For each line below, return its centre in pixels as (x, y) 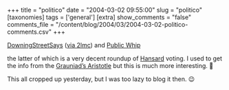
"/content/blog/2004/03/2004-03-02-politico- (122, 24)
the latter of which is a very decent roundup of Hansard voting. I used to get (115, 58)
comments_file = (31, 24)
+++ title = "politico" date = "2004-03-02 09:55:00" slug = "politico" (105, 10)
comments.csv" (29, 32)
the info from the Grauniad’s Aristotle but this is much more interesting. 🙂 (110, 66)
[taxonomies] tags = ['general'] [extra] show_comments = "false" (99, 17)
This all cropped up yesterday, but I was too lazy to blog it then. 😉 (101, 79)
